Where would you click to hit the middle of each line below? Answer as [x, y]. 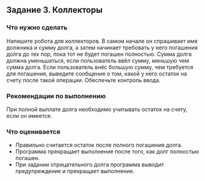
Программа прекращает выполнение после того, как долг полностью [107, 152]
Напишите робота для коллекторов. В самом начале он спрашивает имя [102, 41]
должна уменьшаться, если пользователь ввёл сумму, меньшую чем [98, 60]
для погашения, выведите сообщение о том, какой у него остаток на [97, 74]
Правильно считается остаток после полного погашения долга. [99, 145]
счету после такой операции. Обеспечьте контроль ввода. [83, 80]
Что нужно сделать [37, 28]
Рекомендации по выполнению [56, 96]
